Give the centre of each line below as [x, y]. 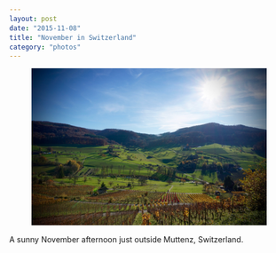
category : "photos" [45, 47]
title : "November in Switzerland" [73, 37]
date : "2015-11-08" [45, 28]
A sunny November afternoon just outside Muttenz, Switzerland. [126, 239]
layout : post [33, 19]
